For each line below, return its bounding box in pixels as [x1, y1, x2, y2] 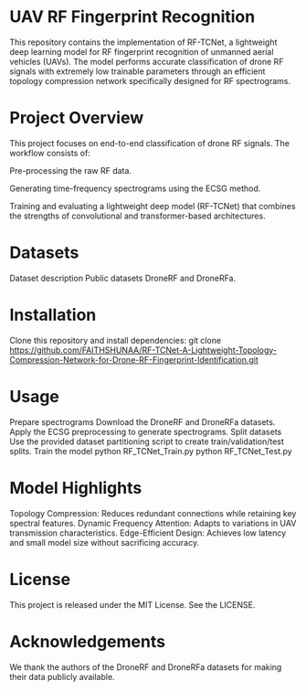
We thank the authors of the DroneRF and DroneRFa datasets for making [9, 661, 282, 673]
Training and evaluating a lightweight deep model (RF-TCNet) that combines [9, 200, 296, 211]
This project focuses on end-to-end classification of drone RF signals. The [9, 137, 290, 148]
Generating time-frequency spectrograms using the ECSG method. [9, 183, 261, 194]
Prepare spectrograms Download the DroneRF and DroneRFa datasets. [9, 416, 276, 427]
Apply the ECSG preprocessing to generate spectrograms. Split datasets [9, 426, 282, 437]
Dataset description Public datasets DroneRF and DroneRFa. [9, 272, 237, 283]
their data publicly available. [9, 671, 116, 682]
